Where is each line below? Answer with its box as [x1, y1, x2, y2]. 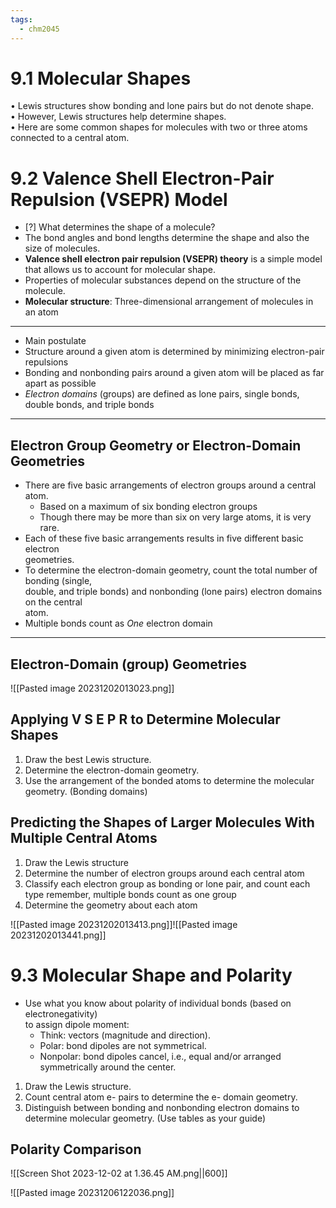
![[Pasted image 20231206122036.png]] [10, 1187, 175, 1199]
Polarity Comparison [10, 1141, 142, 1158]
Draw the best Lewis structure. [24, 753, 152, 765]
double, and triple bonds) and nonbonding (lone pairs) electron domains [24, 586, 323, 598]
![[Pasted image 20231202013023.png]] [10, 682, 175, 694]
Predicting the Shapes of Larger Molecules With [10, 814, 315, 831]
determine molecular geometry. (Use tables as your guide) [24, 1112, 267, 1124]
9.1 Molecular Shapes [10, 67, 192, 90]
